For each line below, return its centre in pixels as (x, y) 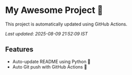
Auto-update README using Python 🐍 (51, 61)
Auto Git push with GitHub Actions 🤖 (50, 66)
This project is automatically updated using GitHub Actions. (66, 24)
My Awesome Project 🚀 (54, 10)
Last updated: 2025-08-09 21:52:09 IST (46, 33)
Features (19, 49)
